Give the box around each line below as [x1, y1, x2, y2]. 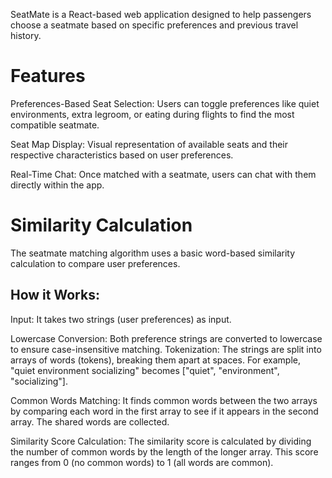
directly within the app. [10, 179, 105, 191]
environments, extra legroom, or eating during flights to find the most [10, 108, 295, 120]
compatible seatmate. [10, 119, 100, 131]
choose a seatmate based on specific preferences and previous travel [10, 19, 299, 31]
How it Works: [10, 287, 100, 304]
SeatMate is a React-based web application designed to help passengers [10, 9, 312, 20]
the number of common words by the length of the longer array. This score [10, 445, 319, 458]
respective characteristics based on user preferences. [10, 149, 234, 161]
